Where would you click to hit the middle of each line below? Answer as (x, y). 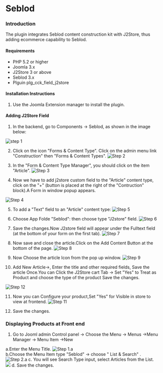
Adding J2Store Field (27, 116)
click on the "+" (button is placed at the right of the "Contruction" (78, 185)
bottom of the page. (33, 248)
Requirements (20, 51)
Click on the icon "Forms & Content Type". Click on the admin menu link (84, 151)
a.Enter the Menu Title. (29, 349)
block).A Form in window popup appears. (54, 191)
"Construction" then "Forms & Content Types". (59, 156)
